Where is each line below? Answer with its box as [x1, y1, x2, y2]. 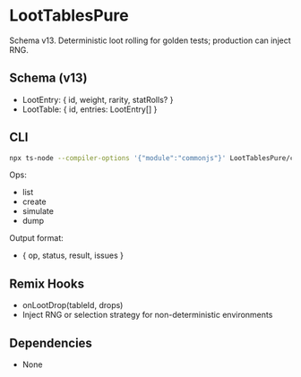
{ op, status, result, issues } [21, 250, 124, 261]
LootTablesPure [9, 5, 129, 26]
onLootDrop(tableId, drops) [21, 300, 124, 311]
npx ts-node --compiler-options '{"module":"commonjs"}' [9, 153, 227, 162]
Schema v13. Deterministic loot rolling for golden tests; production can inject [9, 35, 291, 46]
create [21, 196, 47, 207]
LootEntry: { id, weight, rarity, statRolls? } [21, 94, 174, 105]
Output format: [9, 233, 64, 244]
